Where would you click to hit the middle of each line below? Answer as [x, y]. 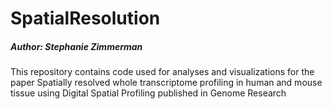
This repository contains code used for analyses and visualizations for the [162, 72]
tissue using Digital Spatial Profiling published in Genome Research [148, 93]
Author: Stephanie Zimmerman [76, 46]
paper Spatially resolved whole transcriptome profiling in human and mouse [166, 83]
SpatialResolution [85, 18]
